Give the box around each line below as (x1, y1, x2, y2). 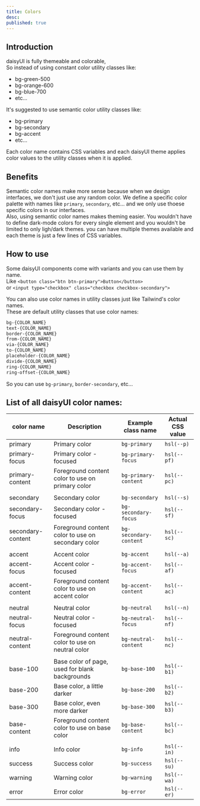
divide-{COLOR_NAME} (6, 358, 58, 364)
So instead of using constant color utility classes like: (6, 64, 137, 71)
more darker (53, 707, 88, 715)
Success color (53, 760, 94, 768)
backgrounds (53, 673, 91, 681)
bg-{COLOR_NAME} (6, 319, 46, 325)
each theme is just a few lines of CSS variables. (6, 232, 123, 239)
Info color (53, 745, 80, 754)
